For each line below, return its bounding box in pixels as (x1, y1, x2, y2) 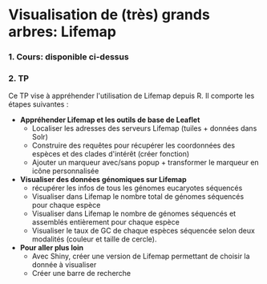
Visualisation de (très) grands (8, 6, 210, 24)
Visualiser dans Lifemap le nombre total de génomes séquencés (31, 192, 245, 201)
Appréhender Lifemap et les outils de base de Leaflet (19, 115, 200, 125)
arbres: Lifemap (8, 22, 116, 41)
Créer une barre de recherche (31, 269, 131, 278)
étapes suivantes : (8, 99, 69, 109)
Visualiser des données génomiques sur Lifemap (19, 175, 187, 185)
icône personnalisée (31, 166, 99, 176)
